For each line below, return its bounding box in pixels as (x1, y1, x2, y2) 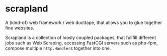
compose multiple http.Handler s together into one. (5, 45, 111, 51)
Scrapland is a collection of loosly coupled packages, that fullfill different (5, 34, 156, 40)
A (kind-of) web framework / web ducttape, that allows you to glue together (5, 19, 162, 25)
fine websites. (5, 24, 34, 30)
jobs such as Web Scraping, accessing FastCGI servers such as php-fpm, (5, 39, 158, 45)
